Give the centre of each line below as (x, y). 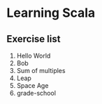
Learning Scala (51, 13)
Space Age (32, 85)
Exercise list (34, 39)
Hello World (34, 56)
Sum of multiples (41, 71)
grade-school (36, 93)
